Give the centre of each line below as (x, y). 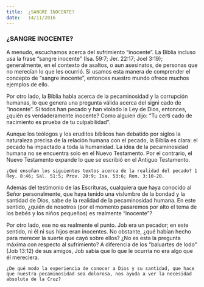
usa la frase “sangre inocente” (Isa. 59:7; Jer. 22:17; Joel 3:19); (85, 58)
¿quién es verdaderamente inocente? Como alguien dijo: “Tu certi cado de (100, 116)
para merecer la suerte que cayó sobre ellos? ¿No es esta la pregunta (93, 238)
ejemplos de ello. (28, 84)
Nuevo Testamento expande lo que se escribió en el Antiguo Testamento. (98, 159)
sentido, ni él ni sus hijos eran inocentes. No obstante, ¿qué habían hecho (99, 231)
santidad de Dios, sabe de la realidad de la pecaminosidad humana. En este (101, 200)
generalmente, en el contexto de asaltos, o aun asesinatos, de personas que (102, 65)
